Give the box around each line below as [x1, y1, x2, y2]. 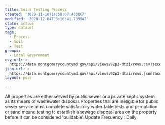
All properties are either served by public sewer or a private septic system [5, 93, 155, 99]
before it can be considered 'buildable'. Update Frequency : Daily [5, 114, 137, 120]
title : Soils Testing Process [5, 7, 67, 12]
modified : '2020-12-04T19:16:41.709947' [5, 16, 89, 21]
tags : [5, 30, 16, 35]
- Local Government [9, 52, 50, 58]
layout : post [5, 75, 32, 80]
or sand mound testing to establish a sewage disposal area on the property [5, 109, 157, 115]
